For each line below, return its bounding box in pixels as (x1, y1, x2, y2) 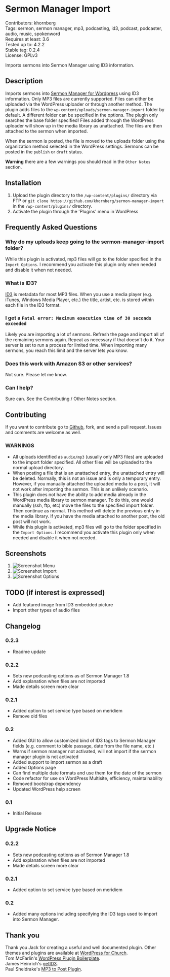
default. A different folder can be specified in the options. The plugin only (5, 112, 158, 118)
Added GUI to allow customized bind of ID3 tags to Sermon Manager (12, 737, 156, 743)
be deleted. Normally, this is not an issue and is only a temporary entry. (12, 475, 161, 481)
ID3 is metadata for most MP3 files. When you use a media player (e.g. (5, 291, 153, 297)
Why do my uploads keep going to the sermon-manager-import (5, 238, 164, 245)
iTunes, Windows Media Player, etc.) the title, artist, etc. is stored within (5, 297, 154, 303)
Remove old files (12, 713, 48, 719)
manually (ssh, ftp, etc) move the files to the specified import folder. (12, 502, 154, 508)
